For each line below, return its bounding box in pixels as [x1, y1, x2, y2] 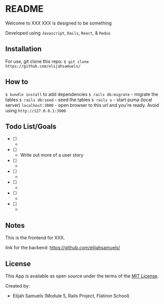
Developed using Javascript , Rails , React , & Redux [5, 30, 111, 36]
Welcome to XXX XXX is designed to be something [5, 20, 112, 26]
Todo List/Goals [5, 122, 57, 131]
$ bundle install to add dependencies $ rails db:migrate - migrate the [5, 91, 158, 97]
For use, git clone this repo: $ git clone [5, 58, 89, 64]
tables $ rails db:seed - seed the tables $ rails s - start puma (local [5, 97, 152, 103]
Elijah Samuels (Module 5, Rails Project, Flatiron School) [12, 293, 130, 299]
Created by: [5, 283, 30, 289]
